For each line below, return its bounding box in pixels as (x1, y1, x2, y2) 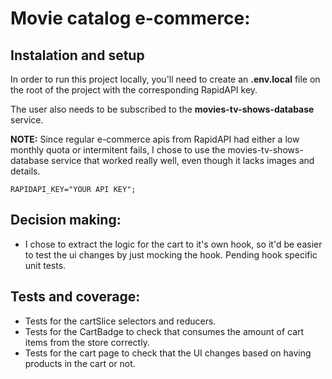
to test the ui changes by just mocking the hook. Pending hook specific (24, 248, 318, 261)
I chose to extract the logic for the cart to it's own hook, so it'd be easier (24, 238, 323, 250)
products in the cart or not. (24, 357, 136, 369)
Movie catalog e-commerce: (10, 7, 251, 30)
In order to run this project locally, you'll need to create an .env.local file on (10, 73, 321, 85)
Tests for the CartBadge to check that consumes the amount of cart (24, 325, 305, 337)
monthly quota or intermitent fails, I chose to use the (10, 144, 226, 156)
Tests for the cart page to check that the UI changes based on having (24, 347, 312, 359)
